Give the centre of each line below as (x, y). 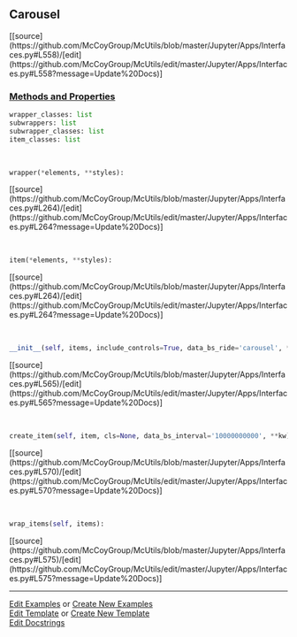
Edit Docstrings (37, 622)
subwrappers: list (43, 123)
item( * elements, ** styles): (61, 260)
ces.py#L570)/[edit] (46, 472)
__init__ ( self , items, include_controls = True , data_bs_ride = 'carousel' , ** (152, 349)
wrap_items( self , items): (57, 524)
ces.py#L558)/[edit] (46, 54)
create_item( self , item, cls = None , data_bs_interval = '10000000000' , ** (144, 436)
